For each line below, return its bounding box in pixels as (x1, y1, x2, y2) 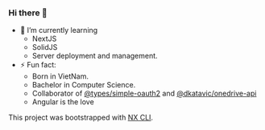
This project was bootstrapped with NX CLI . (8, 112, 154, 123)
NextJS (31, 34, 57, 43)
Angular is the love (31, 97, 94, 107)
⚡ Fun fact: (19, 60, 56, 70)
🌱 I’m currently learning (19, 26, 98, 35)
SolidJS (31, 43, 58, 52)
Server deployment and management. (31, 51, 159, 61)
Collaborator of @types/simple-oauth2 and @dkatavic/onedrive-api (31, 88, 257, 99)
